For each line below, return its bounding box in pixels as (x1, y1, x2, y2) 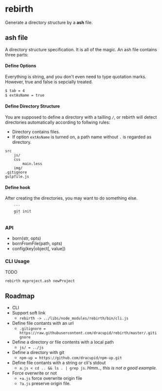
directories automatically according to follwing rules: (5, 119, 110, 125)
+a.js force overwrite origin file (19, 375, 83, 381)
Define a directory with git (12, 350, 65, 355)
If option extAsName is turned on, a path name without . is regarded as (12, 134, 152, 140)
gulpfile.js (5, 174, 29, 179)
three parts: (5, 52, 29, 57)
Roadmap (5, 292, 35, 300)
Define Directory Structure (5, 103, 60, 109)
